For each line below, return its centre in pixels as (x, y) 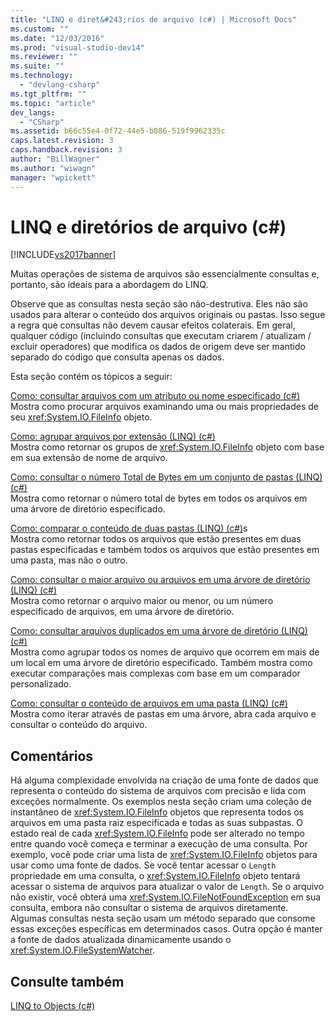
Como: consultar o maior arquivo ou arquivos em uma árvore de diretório (160, 580)
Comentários (52, 756)
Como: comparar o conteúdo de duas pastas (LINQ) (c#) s (129, 528)
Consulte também (67, 981)
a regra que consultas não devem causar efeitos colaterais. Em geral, (153, 325)
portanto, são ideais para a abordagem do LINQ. (109, 285)
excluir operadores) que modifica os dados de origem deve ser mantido (158, 347)
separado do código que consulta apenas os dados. (117, 357)
